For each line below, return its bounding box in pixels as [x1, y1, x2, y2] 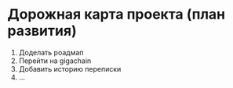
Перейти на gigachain [18, 56, 92, 65]
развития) [7, 22, 77, 40]
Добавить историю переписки [18, 64, 122, 73]
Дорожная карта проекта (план [7, 5, 225, 23]
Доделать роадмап [18, 48, 84, 57]
